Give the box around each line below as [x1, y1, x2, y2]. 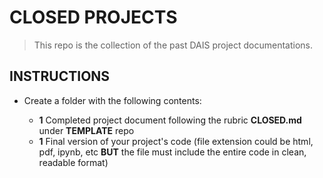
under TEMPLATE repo [38, 124, 135, 136]
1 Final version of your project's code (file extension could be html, [38, 135, 314, 147]
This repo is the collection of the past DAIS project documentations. [33, 39, 314, 51]
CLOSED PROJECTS [9, 6, 178, 29]
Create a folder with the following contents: [23, 94, 202, 106]
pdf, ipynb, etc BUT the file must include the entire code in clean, [38, 146, 307, 158]
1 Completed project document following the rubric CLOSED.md [38, 114, 302, 126]
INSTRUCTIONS [9, 68, 111, 85]
